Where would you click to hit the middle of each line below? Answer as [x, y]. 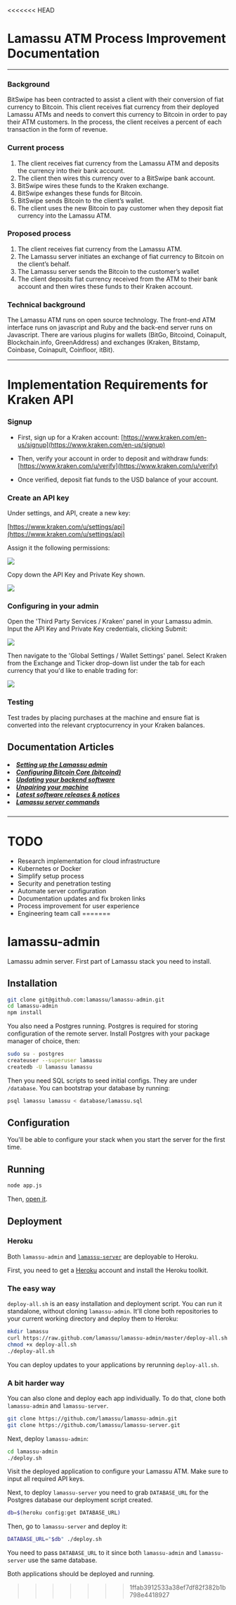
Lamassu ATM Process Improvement [117, 39]
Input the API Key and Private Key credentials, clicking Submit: [97, 629]
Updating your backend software [66, 780]
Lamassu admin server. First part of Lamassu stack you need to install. [110, 961]
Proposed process [39, 234]
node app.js [25, 1185]
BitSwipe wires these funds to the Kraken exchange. [93, 185]
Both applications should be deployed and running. [81, 1574]
